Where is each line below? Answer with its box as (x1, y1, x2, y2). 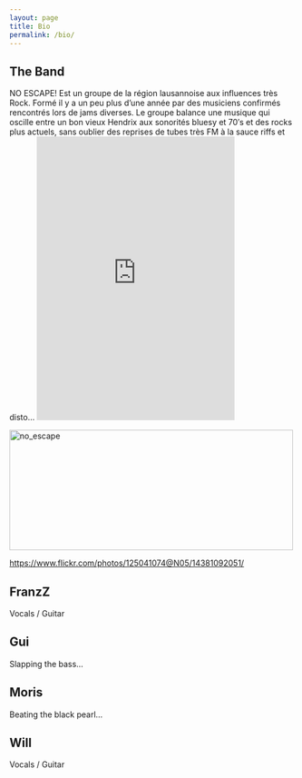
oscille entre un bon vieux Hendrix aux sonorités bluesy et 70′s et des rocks (9, 117, 293, 128)
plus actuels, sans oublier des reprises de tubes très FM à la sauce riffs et (9, 126, 286, 137)
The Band (9, 64, 65, 79)
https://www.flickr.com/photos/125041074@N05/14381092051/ (9, 557, 245, 568)
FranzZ (9, 584, 51, 599)
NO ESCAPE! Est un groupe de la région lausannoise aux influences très (9, 88, 278, 99)
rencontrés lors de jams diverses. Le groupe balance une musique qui (9, 107, 270, 118)
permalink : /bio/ (9, 30, 75, 39)
